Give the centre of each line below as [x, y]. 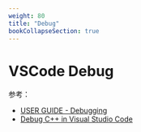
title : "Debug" [34, 23]
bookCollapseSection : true [54, 31]
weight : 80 [27, 16]
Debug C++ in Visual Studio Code [77, 119]
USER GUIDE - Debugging [64, 111]
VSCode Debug [61, 71]
